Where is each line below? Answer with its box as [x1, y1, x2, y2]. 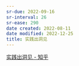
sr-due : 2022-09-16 [6, 8, 55, 15]
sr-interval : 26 [6, 14, 47, 20]
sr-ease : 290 [6, 20, 39, 26]
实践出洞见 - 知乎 [6, 54, 49, 60]
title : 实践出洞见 [6, 36, 48, 42]
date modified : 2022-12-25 [6, 31, 74, 37]
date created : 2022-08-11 [6, 25, 71, 32]
